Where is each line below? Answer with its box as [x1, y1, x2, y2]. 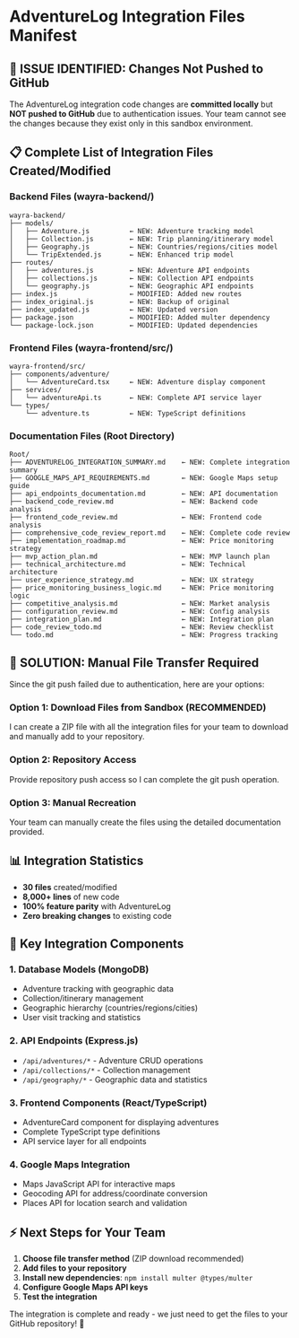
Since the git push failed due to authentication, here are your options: [9, 679, 265, 690]
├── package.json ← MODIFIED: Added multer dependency [9, 312, 270, 322]
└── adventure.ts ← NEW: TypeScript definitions [25, 408, 246, 418]
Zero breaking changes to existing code [21, 910, 172, 921]
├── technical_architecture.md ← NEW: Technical [9, 560, 246, 569]
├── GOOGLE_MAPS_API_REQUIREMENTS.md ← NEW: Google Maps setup [9, 474, 278, 483]
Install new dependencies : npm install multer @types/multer [21, 1272, 253, 1283]
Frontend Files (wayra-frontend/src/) [9, 341, 174, 354]
